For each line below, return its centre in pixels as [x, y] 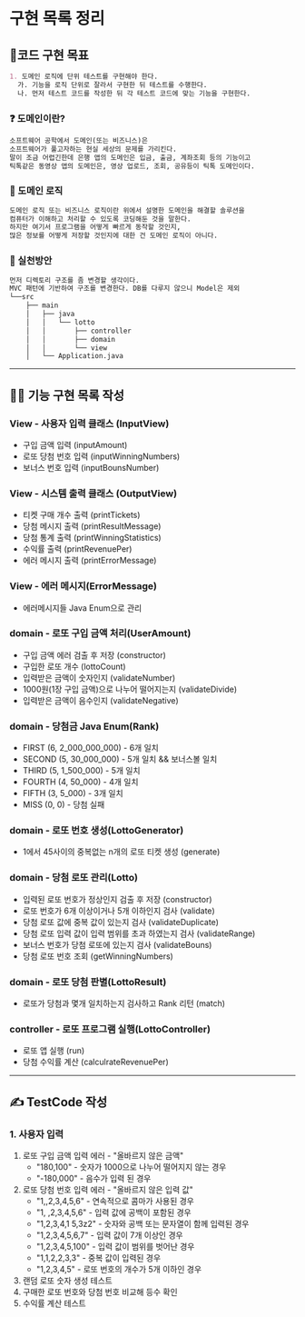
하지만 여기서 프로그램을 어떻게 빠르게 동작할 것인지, [95, 227]
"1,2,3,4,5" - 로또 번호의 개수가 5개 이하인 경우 [119, 1270]
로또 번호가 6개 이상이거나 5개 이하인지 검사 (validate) [118, 911]
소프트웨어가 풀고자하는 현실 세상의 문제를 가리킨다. [93, 149]
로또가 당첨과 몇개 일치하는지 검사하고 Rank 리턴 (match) [123, 1003]
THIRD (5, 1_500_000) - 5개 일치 [81, 771]
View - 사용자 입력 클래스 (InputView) [89, 424]
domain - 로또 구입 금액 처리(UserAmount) [100, 634]
